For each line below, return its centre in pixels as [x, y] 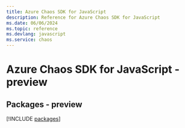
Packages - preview [44, 104]
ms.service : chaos [29, 40]
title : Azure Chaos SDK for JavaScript [56, 12]
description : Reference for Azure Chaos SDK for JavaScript [83, 17]
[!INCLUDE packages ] [33, 119]
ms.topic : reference [32, 29]
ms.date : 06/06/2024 [32, 23]
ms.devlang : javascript [36, 34]
